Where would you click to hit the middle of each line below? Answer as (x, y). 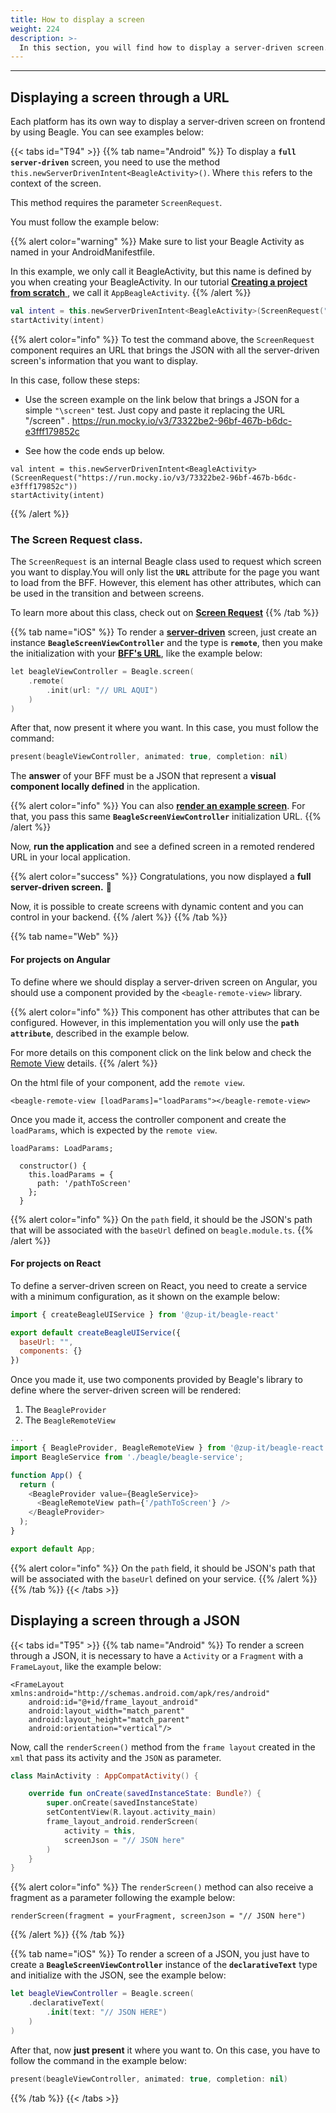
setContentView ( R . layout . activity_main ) (131, 1812)
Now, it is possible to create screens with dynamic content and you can (157, 907)
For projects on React (56, 1263)
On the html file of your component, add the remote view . (127, 1082)
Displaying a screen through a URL (120, 97)
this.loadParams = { (71, 1174)
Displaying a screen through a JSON (125, 1621)
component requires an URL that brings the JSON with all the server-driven (165, 350)
